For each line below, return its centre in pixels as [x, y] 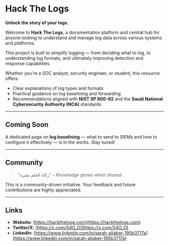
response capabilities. [28, 63]
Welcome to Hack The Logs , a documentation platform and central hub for [82, 32]
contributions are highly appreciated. [44, 190]
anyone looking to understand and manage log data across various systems [84, 38]
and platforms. [20, 43]
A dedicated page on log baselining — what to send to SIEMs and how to [81, 137]
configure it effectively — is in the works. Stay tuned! [60, 142]
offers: [12, 78]
